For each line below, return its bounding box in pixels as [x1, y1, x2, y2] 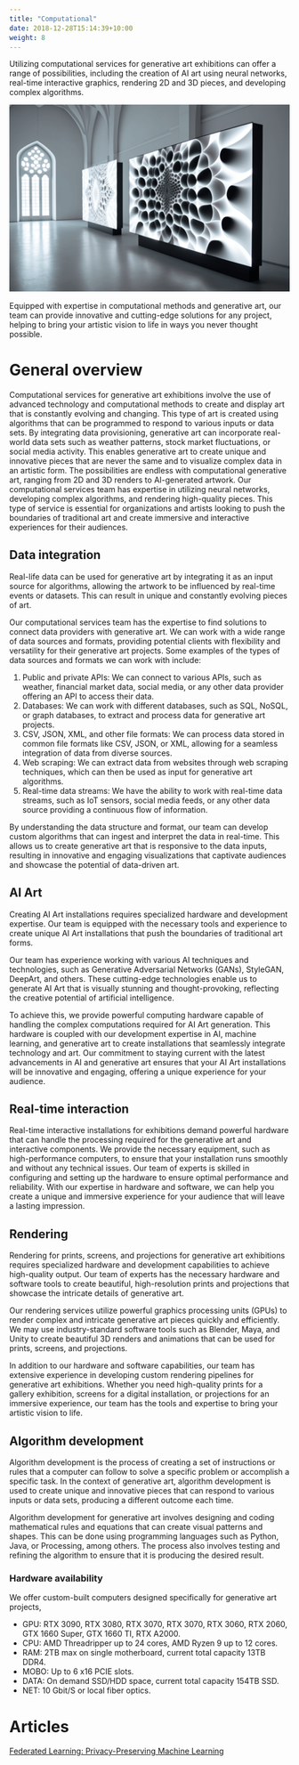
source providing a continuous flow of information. [21, 804, 208, 814]
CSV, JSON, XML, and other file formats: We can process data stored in [21, 728, 285, 739]
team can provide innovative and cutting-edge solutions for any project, [9, 310, 272, 320]
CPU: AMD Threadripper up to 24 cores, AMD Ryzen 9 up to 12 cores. [21, 1638, 279, 1648]
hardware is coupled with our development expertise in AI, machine [9, 1028, 256, 1039]
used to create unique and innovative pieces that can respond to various [9, 1486, 275, 1496]
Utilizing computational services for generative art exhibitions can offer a [9, 59, 277, 69]
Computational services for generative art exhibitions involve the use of [9, 389, 271, 400]
